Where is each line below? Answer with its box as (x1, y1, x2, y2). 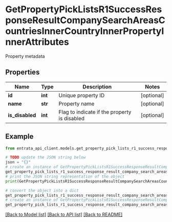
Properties (5, 68, 40, 77)
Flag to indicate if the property (58, 108, 132, 116)
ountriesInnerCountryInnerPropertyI (5, 26, 164, 37)
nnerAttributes (5, 36, 69, 48)
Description (82, 83, 112, 90)
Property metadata (5, 53, 45, 59)
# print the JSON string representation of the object (5, 174, 125, 179)
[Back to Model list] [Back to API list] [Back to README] (5, 211, 123, 218)
